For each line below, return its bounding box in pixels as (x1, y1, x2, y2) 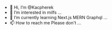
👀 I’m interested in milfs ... (9, 10, 62, 15)
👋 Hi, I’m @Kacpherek (9, 5, 54, 10)
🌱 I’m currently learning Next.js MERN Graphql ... (9, 15, 108, 20)
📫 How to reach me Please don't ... (9, 20, 81, 26)
